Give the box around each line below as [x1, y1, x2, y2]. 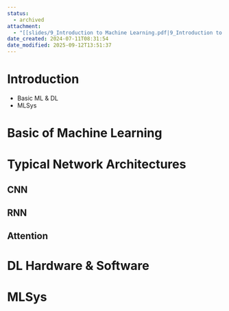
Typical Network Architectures [7, 157, 186, 172]
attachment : [7, 23, 41, 29]
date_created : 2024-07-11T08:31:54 [7, 36, 109, 42]
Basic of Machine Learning [7, 125, 162, 141]
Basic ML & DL [16, 94, 59, 102]
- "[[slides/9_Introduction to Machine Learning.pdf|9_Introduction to [13, 29, 223, 36]
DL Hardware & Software [7, 258, 149, 273]
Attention [7, 230, 48, 242]
